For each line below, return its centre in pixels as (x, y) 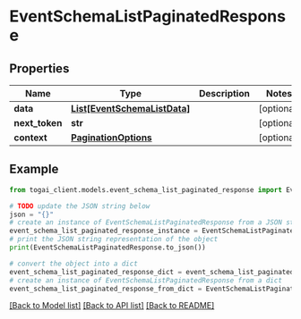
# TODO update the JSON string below (80, 206)
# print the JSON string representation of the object (114, 239)
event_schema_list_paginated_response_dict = (95, 272)
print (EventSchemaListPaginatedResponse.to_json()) (107, 248)
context (30, 138)
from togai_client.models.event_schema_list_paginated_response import (146, 189)
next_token (38, 123)
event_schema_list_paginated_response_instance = (104, 231)
